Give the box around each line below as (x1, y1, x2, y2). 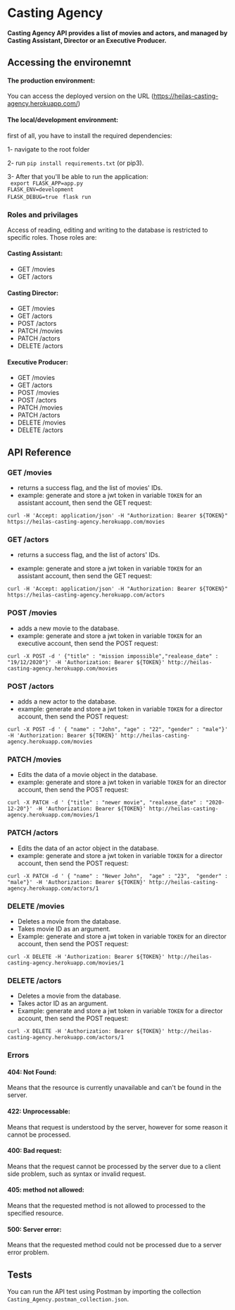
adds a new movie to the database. (17, 624, 120, 632)
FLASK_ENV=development (7, 185, 74, 193)
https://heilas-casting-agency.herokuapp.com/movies (7, 518, 165, 526)
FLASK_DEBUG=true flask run (7, 193, 91, 200)
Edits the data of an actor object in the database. (17, 844, 159, 852)
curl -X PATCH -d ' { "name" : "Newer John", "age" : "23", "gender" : (7, 872, 229, 879)
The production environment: (7, 76, 96, 85)
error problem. (7, 1248, 49, 1256)
